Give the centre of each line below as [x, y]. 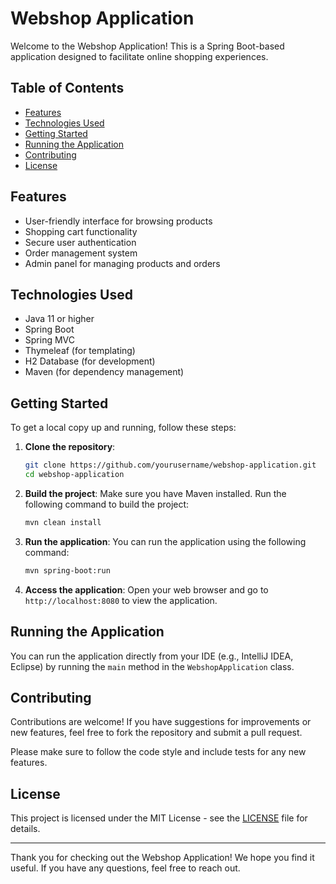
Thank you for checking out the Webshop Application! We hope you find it [162, 858]
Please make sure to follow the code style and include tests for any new [158, 752]
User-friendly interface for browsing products [118, 221]
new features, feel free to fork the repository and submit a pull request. [156, 733]
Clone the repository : [70, 447]
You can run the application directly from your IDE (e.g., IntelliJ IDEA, [152, 656]
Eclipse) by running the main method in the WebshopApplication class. [152, 666]
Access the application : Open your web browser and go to [146, 589]
